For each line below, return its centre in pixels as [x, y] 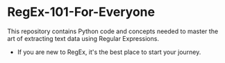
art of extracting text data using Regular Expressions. [83, 38]
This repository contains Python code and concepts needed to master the [113, 31]
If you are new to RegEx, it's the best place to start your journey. [109, 52]
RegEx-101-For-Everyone [81, 12]
